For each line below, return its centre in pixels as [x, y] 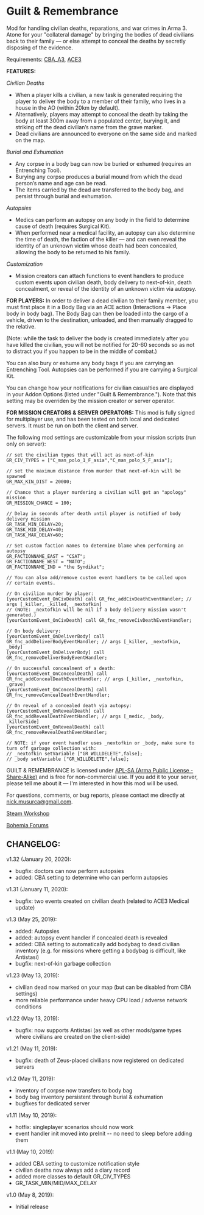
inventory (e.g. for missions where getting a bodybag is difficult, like [100, 950]
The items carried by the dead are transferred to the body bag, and [99, 190]
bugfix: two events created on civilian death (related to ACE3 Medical [102, 901]
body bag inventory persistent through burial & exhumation [89, 1097]
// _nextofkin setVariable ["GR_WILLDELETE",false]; [75, 754]
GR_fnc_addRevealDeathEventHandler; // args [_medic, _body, [86, 716]
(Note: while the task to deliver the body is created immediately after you [97, 338]
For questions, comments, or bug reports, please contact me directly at [96, 795]
